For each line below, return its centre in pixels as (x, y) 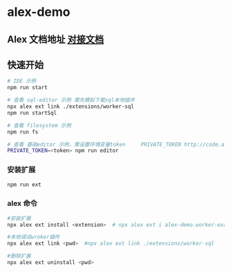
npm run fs (23, 132)
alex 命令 (22, 203)
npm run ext (24, 185)
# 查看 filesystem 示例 (39, 125)
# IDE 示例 (22, 81)
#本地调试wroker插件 (33, 237)
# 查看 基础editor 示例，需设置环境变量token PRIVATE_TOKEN (94, 144)
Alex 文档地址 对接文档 (56, 39)
